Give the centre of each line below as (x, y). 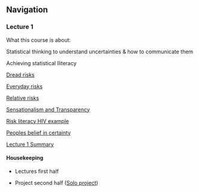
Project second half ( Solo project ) (57, 182)
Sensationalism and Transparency (48, 109)
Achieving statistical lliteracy (41, 63)
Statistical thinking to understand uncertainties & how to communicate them (100, 51)
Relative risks (23, 97)
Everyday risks (25, 86)
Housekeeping (25, 158)
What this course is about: (38, 40)
